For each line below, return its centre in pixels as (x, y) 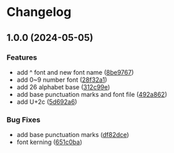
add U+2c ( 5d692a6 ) (47, 102)
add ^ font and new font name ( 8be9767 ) (75, 72)
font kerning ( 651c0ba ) (49, 142)
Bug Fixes (24, 120)
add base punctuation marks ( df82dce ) (73, 135)
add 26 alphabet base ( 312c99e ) (63, 87)
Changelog (39, 12)
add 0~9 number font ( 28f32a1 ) (62, 80)
